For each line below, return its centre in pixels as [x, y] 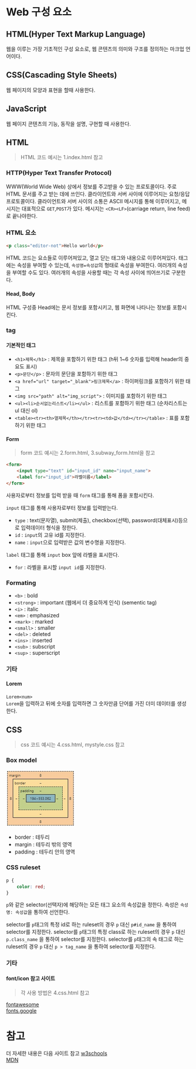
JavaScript [26, 109]
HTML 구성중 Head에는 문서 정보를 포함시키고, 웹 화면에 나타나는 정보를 [89, 307]
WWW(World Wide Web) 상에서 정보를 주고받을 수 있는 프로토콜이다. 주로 [92, 186]
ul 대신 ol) [26, 411]
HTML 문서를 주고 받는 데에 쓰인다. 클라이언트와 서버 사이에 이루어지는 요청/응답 [98, 194]
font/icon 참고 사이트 [31, 978]
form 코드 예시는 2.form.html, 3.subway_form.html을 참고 [88, 453]
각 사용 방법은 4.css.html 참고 [55, 993]
